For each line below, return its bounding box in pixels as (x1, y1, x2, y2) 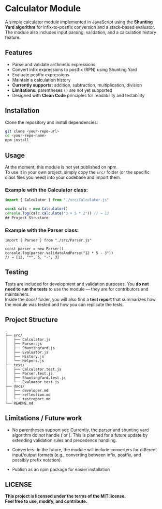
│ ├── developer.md (5, 388, 49, 393)
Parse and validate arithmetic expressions (12, 61, 96, 67)
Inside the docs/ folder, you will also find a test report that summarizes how (5, 296, 156, 302)
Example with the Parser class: (5, 227, 79, 234)
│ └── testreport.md (5, 396, 51, 401)
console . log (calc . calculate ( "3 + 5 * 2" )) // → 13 (5, 211, 109, 216)
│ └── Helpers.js (5, 358, 44, 363)
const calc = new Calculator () (5, 206, 68, 211)
